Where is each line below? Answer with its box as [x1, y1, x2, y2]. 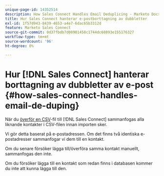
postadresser [5, 136, 32, 142]
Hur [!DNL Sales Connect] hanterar [5, 69, 149, 80]
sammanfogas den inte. [5, 151, 53, 156]
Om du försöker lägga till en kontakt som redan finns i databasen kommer [5, 160, 153, 166]
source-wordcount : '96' [5, 39, 54, 44]
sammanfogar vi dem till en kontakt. [32, 136, 105, 142]
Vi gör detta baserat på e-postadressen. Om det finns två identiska [5, 131, 140, 137]
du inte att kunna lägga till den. [5, 165, 67, 171]
